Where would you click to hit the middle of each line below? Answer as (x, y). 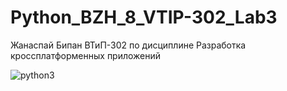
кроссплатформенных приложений (86, 55)
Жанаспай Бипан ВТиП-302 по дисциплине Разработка (128, 45)
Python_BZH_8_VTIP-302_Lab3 (144, 17)
